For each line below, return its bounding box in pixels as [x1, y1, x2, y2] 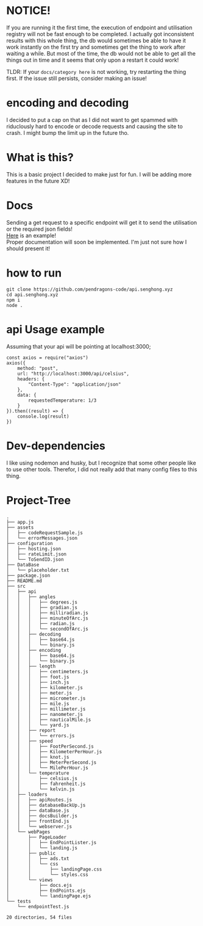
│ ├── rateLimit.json [6, 551, 67, 557]
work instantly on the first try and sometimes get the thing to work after [6, 43, 186, 51]
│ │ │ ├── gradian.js [6, 604, 78, 610]
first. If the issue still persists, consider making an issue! [6, 74, 148, 82]
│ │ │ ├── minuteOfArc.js [6, 615, 88, 621]
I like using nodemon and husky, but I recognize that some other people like [6, 459, 196, 466]
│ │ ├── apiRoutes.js [6, 797, 72, 803]
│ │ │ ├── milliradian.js [6, 610, 88, 616]
